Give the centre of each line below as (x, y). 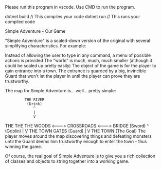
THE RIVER (35, 100)
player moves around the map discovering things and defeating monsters (78, 136)
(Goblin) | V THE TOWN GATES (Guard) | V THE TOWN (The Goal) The (75, 131)
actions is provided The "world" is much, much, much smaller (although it (79, 60)
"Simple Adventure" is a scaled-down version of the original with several (78, 41)
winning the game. (24, 147)
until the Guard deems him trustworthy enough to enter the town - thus (76, 141)
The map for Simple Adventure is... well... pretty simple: (61, 91)
